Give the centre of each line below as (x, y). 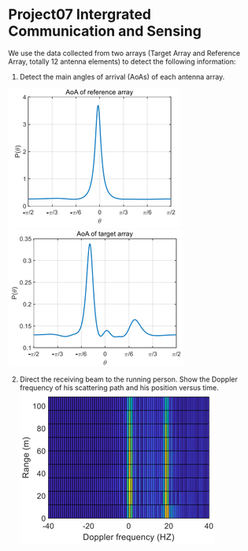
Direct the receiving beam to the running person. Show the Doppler (128, 379)
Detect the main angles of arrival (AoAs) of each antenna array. (122, 76)
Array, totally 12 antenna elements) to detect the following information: (122, 61)
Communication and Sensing (105, 31)
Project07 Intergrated (80, 15)
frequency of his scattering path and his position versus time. (119, 387)
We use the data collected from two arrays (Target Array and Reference (124, 53)
